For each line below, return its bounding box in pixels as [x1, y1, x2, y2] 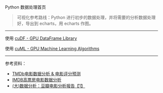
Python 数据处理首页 [5, 4, 46, 10]
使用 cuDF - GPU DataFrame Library [5, 35, 77, 41]
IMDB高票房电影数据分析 [12, 77, 62, 82]
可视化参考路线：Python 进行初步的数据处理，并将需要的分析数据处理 [16, 15, 156, 20]
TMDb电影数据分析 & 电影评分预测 [12, 71, 81, 77]
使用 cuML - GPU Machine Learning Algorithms [5, 46, 99, 51]
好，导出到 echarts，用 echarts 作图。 [16, 21, 94, 26]
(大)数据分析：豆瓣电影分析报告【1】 [12, 83, 85, 89]
